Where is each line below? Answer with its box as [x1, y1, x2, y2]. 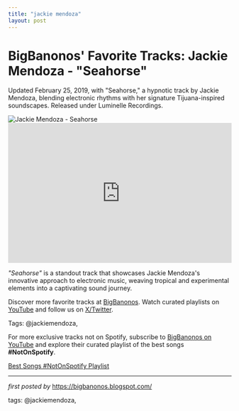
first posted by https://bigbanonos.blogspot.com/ [8, 382, 152, 391]
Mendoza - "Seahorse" [8, 63, 148, 79]
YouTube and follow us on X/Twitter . [8, 305, 113, 314]
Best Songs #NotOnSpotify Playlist [8, 362, 109, 370]
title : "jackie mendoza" [8, 10, 82, 18]
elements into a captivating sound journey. [8, 284, 133, 292]
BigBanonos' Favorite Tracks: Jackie [8, 48, 228, 64]
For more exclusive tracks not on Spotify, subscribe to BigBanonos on [8, 333, 212, 341]
